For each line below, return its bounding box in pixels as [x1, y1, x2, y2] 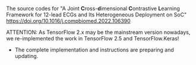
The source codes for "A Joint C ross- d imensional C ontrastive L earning [6, 5, 180, 12]
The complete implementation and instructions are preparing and [14, 46, 174, 53]
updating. [14, 53, 39, 59]
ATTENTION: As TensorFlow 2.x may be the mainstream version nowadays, [6, 29, 191, 36]
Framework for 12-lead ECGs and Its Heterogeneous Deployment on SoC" [6, 11, 187, 18]
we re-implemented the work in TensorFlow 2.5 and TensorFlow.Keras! [6, 35, 179, 42]
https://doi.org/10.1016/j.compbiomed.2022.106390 [6, 18, 131, 24]
